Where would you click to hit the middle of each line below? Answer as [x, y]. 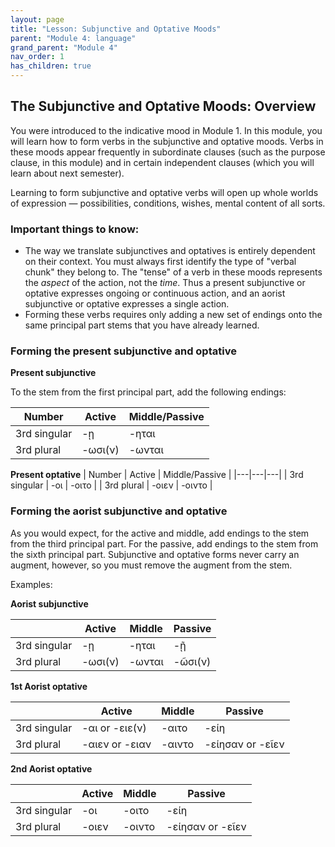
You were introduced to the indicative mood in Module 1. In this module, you [166, 130]
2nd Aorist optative [51, 768]
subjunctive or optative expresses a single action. [127, 304]
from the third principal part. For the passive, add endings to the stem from [164, 543]
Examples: [31, 584]
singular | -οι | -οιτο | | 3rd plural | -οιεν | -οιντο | [111, 485]
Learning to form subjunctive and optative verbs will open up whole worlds [164, 192]
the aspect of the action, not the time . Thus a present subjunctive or [165, 283]
